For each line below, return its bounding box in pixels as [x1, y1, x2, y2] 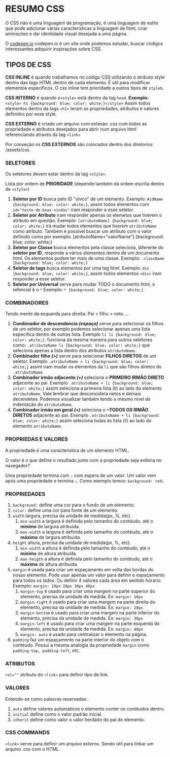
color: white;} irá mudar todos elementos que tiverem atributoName [12, 223, 157, 229]
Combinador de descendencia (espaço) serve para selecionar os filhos [12, 321, 164, 327]
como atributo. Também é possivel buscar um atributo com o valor [12, 228, 152, 234]
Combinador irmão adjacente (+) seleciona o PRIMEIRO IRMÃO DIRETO [12, 374, 164, 381]
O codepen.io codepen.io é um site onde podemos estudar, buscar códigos [5, 40, 163, 46]
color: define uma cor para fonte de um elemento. [12, 507, 119, 513]
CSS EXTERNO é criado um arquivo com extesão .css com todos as [5, 120, 147, 127]
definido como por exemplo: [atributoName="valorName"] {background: [12, 234, 164, 240]
